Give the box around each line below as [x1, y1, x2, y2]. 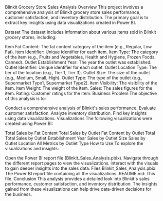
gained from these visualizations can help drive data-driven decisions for [5, 186, 152, 192]
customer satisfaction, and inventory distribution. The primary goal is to [5, 15, 148, 20]
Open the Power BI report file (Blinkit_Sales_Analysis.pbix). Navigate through [5, 155, 159, 161]
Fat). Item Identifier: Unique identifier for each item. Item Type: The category [5, 49, 159, 55]
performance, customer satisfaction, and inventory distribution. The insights [5, 181, 158, 187]
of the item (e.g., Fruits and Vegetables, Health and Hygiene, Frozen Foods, [5, 54, 156, 60]
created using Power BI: [5, 121, 53, 126]
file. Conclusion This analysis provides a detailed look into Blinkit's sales [5, 176, 150, 181]
